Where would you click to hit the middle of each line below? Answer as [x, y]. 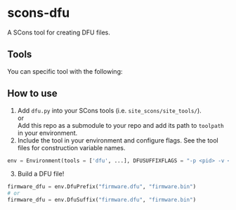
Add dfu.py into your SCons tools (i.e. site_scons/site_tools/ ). [109, 110]
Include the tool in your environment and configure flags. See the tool [118, 140]
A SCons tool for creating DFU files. [59, 32]
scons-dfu [39, 13]
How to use [32, 94]
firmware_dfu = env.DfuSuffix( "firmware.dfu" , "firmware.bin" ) [102, 200]
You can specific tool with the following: [65, 71]
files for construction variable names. [71, 147]
